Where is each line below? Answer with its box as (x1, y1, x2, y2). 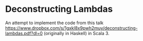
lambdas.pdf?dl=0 (5, 30, 43, 36)
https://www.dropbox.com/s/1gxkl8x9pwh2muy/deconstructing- (5, 25, 138, 31)
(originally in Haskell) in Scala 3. (43, 30, 110, 36)
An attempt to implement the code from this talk (5, 20, 104, 26)
